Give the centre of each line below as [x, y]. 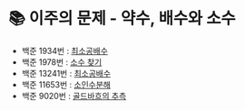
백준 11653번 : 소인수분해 [66, 84]
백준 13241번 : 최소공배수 [66, 73]
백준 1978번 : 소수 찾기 [62, 62]
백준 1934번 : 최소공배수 [64, 50]
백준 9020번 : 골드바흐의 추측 [74, 96]
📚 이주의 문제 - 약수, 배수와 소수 [122, 18]
